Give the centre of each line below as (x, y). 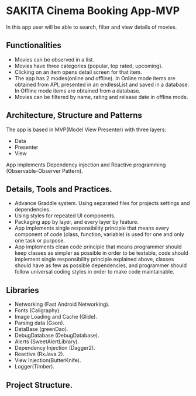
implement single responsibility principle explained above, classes (94, 260)
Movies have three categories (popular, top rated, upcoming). (89, 66)
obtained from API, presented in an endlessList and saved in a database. (102, 84)
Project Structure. (39, 385)
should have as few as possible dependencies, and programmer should (101, 265)
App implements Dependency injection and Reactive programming (86, 165)
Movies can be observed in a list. (54, 59)
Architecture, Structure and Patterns (74, 115)
